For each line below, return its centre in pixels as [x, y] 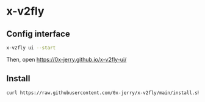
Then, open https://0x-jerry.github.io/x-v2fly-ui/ [67, 59]
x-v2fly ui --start [31, 48]
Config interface [38, 34]
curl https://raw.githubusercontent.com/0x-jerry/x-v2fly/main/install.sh [103, 93]
